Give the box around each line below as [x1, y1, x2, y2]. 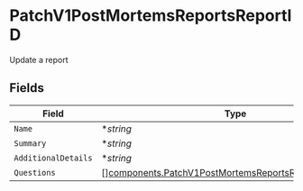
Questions [14, 168, 56, 177]
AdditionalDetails [14, 152, 93, 163]
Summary [14, 138, 47, 149]
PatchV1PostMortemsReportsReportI [9, 5, 292, 26]
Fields [9, 80, 45, 95]
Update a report [9, 54, 69, 65]
